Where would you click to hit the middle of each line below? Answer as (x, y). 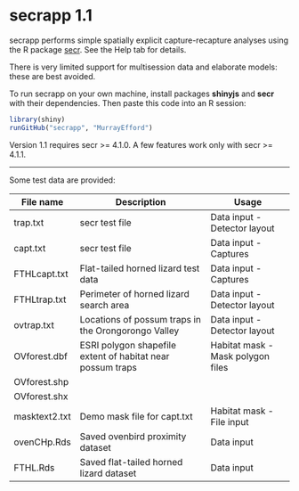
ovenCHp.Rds (42, 442)
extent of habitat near (125, 356)
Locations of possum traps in (141, 319)
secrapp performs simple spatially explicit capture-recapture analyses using (149, 40)
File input (230, 421)
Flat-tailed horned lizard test (140, 268)
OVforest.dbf (41, 356)
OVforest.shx (41, 396)
